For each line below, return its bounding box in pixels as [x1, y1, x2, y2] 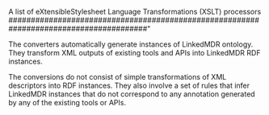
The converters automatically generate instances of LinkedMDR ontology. [8, 39, 254, 49]
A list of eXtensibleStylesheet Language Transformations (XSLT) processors [8, 7, 262, 16]
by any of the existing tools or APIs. [8, 98, 127, 107]
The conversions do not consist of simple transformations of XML [8, 72, 227, 81]
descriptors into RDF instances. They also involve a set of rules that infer [8, 80, 250, 90]
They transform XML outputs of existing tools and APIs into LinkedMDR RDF [8, 48, 261, 57]
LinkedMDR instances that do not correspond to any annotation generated [8, 89, 256, 99]
